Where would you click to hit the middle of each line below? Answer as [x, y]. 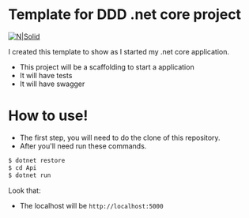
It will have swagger [52, 84]
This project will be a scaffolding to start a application [107, 67]
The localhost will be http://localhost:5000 [91, 205]
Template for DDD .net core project [125, 15]
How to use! [48, 116]
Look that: [25, 190]
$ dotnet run [30, 175]
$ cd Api [23, 167]
